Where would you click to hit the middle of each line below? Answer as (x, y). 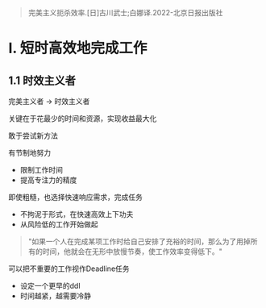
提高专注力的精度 (48, 180)
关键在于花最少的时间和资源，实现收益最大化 (83, 119)
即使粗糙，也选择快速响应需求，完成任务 (75, 197)
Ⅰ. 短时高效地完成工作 (78, 48)
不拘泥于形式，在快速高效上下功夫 (77, 214)
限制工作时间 (41, 170)
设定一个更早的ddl (50, 286)
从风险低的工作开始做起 (59, 224)
